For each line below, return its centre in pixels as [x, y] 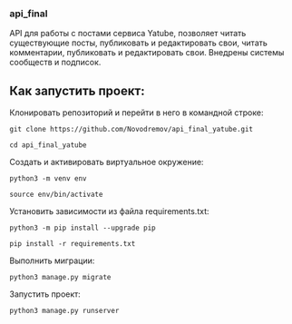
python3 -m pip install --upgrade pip [83, 228]
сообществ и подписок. [55, 63]
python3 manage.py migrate [60, 278]
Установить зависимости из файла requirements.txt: [109, 211]
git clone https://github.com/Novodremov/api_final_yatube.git [131, 130]
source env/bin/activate [56, 195]
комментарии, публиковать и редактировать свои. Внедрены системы [147, 53]
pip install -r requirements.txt [73, 244]
